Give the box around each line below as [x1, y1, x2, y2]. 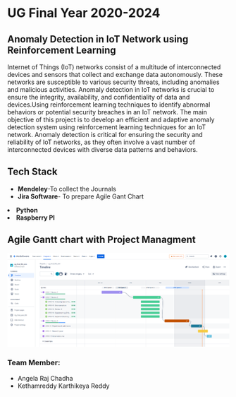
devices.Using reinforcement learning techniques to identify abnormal [7, 100, 211, 109]
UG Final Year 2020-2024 [7, 5, 161, 21]
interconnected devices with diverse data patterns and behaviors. [7, 146, 199, 153]
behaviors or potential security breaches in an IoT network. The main [7, 108, 208, 116]
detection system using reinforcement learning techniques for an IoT [7, 123, 206, 131]
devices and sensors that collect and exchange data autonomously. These [7, 71, 223, 78]
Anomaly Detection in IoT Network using [7, 33, 189, 45]
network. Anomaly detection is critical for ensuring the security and [7, 131, 203, 138]
